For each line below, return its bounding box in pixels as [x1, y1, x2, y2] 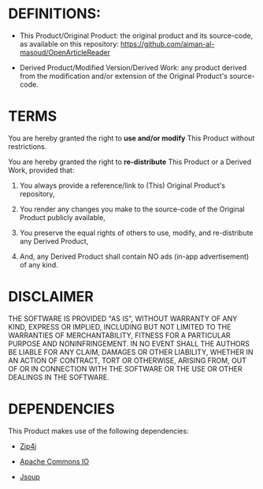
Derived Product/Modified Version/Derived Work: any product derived [19, 62, 247, 72]
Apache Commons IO [19, 457, 90, 466]
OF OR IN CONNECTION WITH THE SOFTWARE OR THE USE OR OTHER [8, 364, 243, 373]
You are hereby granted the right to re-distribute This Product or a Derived [8, 157, 252, 166]
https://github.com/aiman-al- [120, 39, 215, 48]
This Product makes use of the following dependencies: [8, 426, 189, 435]
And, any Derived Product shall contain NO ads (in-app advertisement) [19, 252, 250, 261]
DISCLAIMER [8, 288, 94, 306]
